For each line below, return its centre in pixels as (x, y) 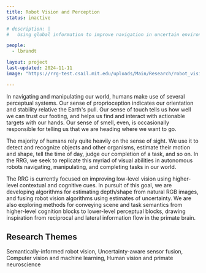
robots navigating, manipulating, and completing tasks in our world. (91, 166)
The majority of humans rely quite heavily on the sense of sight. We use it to (102, 141)
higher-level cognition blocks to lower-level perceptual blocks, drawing (96, 211)
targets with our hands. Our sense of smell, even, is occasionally (88, 122)
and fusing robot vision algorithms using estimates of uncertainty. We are (99, 198)
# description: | (29, 29)
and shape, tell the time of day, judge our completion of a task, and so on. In (102, 154)
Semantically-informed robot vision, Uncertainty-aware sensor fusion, (95, 252)
